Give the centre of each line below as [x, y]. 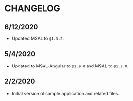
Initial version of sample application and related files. [65, 93]
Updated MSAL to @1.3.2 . [38, 38]
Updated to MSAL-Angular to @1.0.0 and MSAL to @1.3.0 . [70, 66]
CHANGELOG [32, 9]
